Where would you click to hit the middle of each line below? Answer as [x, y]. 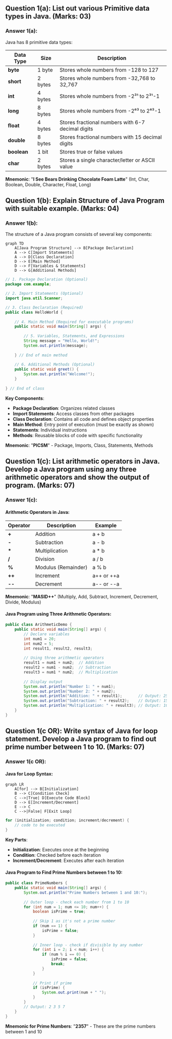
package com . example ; [28, 284]
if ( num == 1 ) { [50, 926]
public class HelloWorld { [34, 312]
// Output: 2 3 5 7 [45, 1007]
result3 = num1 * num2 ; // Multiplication [71, 673]
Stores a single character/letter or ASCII [107, 160]
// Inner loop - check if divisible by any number [88, 945]
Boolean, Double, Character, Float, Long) [48, 184]
